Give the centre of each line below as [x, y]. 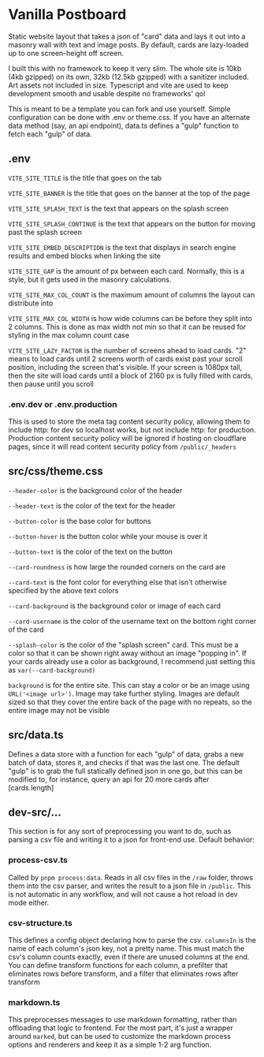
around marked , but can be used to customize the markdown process [119, 1036]
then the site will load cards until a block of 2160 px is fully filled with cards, [131, 375]
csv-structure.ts [40, 923]
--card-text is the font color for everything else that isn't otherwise [117, 582]
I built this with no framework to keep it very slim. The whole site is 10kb [125, 68]
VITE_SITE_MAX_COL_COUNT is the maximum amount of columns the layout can [132, 294]
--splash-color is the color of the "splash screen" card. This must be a [123, 644]
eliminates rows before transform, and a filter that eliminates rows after [123, 974]
